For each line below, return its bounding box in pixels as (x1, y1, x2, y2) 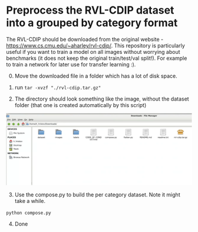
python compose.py (6, 210, 51, 216)
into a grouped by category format (6, 16, 178, 30)
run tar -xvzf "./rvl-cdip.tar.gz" (14, 83, 101, 91)
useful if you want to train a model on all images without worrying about (6, 48, 181, 55)
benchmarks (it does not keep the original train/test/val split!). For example (6, 54, 187, 62)
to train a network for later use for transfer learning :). (6, 60, 136, 68)
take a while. (14, 198, 46, 205)
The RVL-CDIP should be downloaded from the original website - (6, 36, 164, 43)
